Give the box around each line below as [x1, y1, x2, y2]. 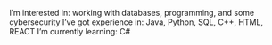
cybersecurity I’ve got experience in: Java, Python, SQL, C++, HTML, [9, 17, 264, 27]
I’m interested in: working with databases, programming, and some [9, 8, 255, 18]
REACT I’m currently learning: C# [9, 26, 131, 36]
